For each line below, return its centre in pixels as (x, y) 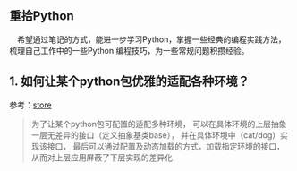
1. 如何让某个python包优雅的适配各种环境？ (130, 82)
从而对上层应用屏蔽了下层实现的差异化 (102, 157)
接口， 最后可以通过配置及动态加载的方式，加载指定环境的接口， (165, 146)
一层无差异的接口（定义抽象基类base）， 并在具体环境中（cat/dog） (156, 135)
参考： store (30, 105)
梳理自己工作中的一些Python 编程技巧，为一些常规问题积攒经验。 (129, 50)
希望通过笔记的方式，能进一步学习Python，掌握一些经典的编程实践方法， (152, 39)
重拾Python (42, 16)
